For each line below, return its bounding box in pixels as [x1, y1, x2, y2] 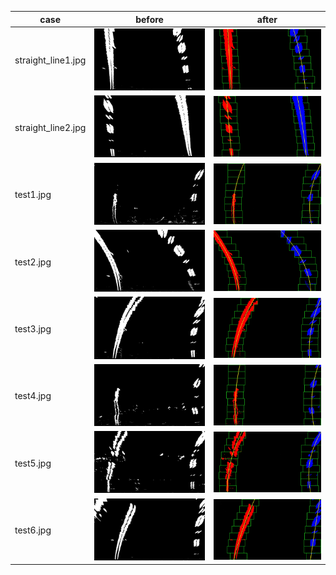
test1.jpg [14, 189, 52, 201]
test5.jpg [14, 457, 52, 469]
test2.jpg [14, 256, 52, 268]
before [135, 13, 164, 25]
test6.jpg [14, 524, 52, 536]
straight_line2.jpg [14, 121, 87, 133]
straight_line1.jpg [14, 54, 87, 66]
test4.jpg [14, 390, 52, 402]
